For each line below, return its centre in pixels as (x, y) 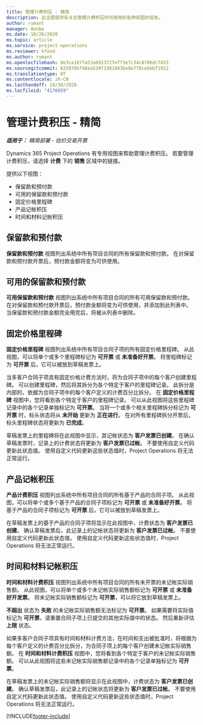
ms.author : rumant (29, 57)
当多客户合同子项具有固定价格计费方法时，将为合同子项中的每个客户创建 (96, 377)
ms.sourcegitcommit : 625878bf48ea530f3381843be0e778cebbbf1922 (88, 68)
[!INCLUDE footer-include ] (38, 716)
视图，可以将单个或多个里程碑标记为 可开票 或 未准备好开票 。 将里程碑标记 (99, 357)
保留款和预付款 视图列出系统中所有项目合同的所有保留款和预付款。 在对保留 (100, 253)
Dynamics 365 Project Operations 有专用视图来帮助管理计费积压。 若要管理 (100, 153)
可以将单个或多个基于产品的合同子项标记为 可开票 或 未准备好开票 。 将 (104, 502)
